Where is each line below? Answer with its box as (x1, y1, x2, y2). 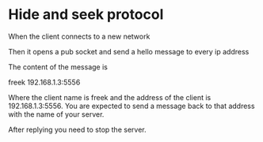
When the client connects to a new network (8, 32, 151, 41)
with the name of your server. (8, 109, 105, 119)
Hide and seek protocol (8, 6, 164, 24)
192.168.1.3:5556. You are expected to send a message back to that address (8, 101, 255, 110)
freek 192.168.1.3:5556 (8, 77, 81, 87)
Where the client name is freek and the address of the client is (8, 92, 212, 102)
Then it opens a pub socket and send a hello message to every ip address (8, 47, 250, 56)
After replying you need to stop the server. (8, 125, 147, 134)
